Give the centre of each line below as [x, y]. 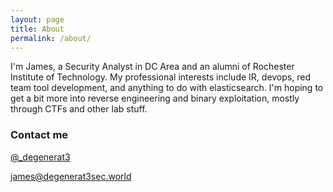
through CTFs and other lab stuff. [79, 109]
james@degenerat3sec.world [71, 176]
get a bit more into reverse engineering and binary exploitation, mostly [155, 98]
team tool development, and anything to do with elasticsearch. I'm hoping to [167, 88]
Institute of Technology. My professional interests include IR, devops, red [160, 77]
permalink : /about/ [51, 38]
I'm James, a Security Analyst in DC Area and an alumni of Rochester [152, 67]
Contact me [39, 135]
